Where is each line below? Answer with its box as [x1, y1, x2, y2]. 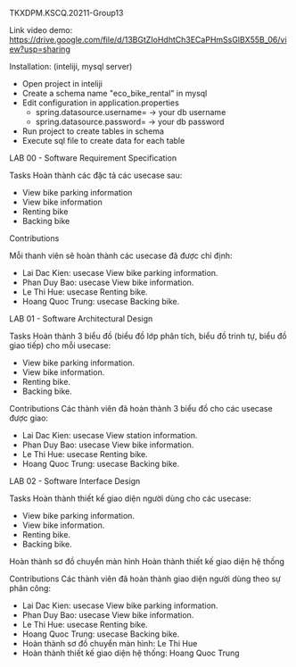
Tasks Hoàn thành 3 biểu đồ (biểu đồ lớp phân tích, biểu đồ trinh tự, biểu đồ [9, 330, 287, 341]
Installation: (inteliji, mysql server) [9, 62, 133, 71]
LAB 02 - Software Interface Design [9, 476, 141, 486]
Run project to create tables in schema [21, 126, 165, 137]
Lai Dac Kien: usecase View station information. [21, 430, 198, 440]
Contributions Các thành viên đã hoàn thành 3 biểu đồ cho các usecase [9, 404, 274, 413]
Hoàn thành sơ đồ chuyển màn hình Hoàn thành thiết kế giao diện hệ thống [9, 556, 285, 566]
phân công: [9, 583, 52, 593]
